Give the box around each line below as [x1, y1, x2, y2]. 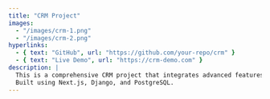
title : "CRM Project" [8, 11, 81, 20]
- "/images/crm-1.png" [15, 26, 92, 34]
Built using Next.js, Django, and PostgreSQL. [15, 78, 174, 86]
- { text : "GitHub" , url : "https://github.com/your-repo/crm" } [15, 49, 235, 57]
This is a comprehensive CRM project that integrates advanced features [15, 71, 264, 79]
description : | [8, 64, 59, 72]
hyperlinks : [8, 42, 48, 49]
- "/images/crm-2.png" [15, 34, 92, 42]
